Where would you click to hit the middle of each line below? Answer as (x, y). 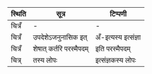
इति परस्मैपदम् (113, 49)
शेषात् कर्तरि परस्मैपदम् (61, 49)
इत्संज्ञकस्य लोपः (116, 60)
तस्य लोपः (45, 60)
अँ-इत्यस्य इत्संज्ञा (118, 37)
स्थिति (18, 14)
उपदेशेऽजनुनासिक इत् (60, 37)
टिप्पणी (118, 14)
